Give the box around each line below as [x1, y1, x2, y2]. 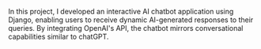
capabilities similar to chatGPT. [8, 32, 109, 41]
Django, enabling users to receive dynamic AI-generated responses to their [8, 15, 254, 24]
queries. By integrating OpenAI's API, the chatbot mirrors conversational [8, 24, 244, 32]
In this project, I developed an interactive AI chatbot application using [8, 7, 234, 16]
